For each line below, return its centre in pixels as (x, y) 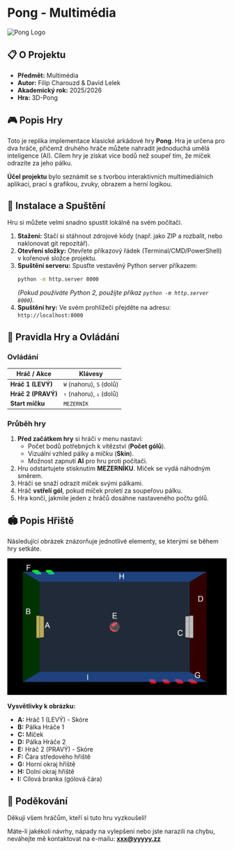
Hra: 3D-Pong (37, 97)
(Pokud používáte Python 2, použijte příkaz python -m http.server (113, 293)
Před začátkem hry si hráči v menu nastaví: (80, 438)
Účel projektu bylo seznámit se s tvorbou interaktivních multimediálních (110, 177)
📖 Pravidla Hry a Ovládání (63, 337)
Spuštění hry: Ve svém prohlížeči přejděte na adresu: (94, 308)
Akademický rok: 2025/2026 (60, 90)
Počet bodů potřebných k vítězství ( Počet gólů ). (96, 446)
